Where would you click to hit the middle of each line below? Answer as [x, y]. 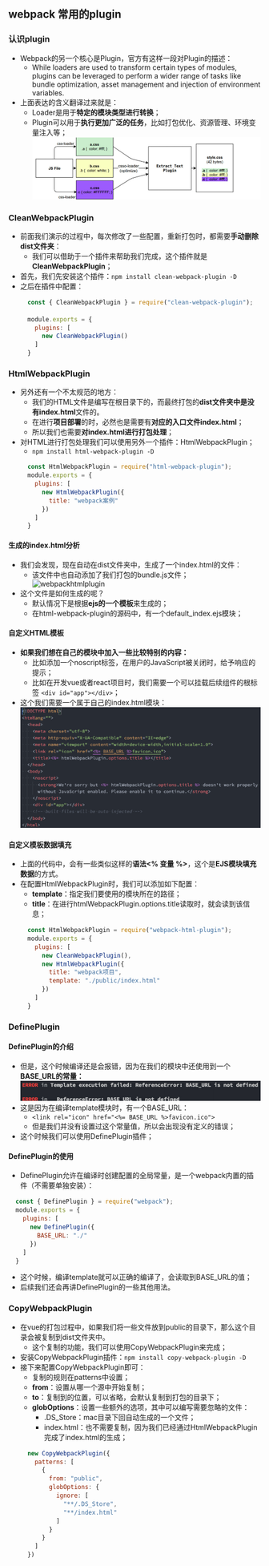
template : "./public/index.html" [105, 981]
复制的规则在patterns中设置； [81, 1377]
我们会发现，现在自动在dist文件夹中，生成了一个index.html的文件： [130, 564]
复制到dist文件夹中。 [75, 1337]
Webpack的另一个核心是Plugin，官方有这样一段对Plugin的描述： [126, 58]
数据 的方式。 [41, 874]
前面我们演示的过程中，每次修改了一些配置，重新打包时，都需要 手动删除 [139, 236]
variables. [48, 93]
